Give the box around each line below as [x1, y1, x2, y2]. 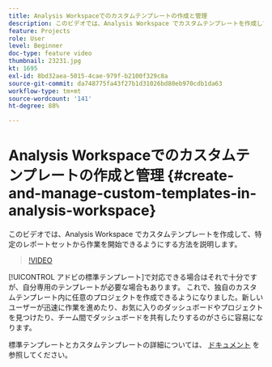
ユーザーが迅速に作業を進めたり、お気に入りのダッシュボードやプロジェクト [8, 302, 264, 312]
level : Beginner [8, 42, 63, 50]
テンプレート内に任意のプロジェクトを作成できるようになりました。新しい [15, 293, 264, 302]
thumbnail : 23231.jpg [8, 57, 82, 65]
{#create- [167, 167, 235, 185]
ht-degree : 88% [8, 102, 60, 110]
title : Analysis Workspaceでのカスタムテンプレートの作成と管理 [8, 11, 208, 20]
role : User [8, 34, 45, 43]
